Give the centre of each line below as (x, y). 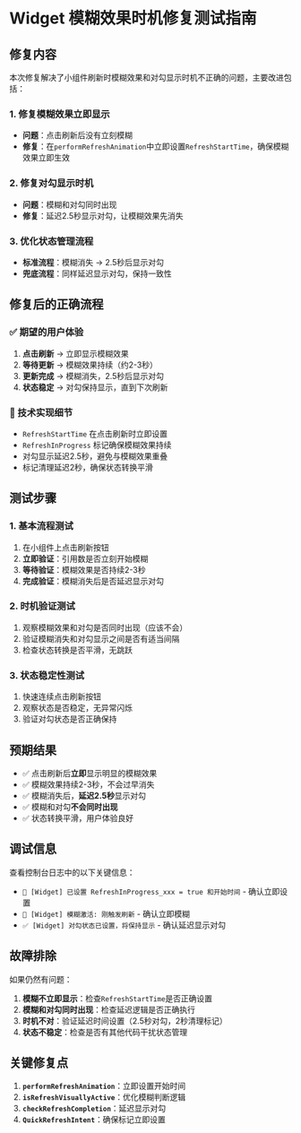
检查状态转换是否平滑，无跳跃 (77, 650)
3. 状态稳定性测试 (47, 675)
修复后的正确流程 (56, 304)
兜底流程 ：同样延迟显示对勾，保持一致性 (97, 273)
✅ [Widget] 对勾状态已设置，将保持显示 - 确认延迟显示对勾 (124, 925)
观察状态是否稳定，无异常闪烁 (77, 708)
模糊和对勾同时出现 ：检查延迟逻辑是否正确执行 (108, 1009)
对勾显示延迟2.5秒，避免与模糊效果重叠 (95, 456)
